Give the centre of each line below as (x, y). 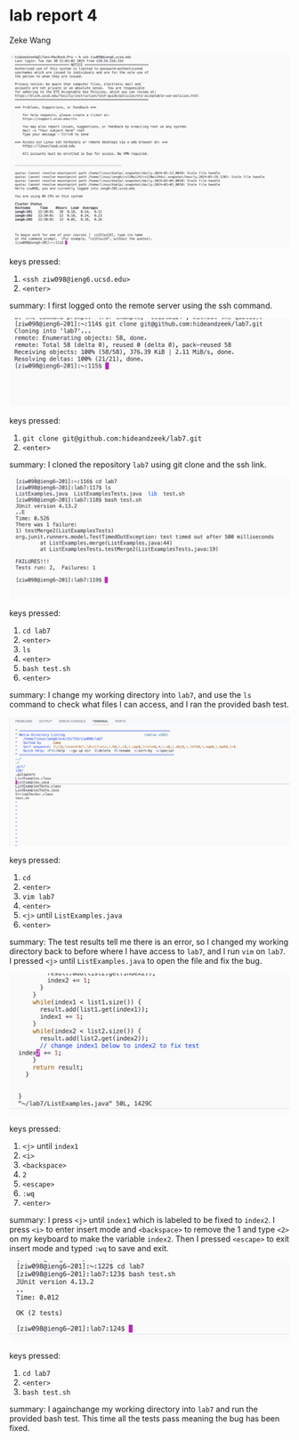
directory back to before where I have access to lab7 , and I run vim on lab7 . (148, 951)
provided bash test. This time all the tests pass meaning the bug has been (145, 1418)
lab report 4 (53, 16)
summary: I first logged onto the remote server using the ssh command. (141, 305)
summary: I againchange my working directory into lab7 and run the (133, 1409)
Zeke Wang (30, 40)
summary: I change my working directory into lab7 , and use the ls (130, 694)
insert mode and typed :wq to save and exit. (89, 1248)
